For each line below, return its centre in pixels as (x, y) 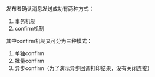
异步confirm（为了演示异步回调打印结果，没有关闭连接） (83, 68)
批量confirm (29, 61)
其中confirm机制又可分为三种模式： (49, 41)
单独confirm (29, 53)
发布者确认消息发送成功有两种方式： (50, 9)
